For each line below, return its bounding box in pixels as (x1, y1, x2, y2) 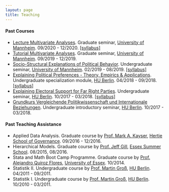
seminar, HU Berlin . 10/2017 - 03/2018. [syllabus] (12, 93, 116, 99)
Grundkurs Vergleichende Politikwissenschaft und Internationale (12, 99, 148, 105)
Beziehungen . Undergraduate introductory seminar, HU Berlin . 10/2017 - (12, 104, 164, 110)
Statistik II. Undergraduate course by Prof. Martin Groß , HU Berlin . (12, 165, 151, 171)
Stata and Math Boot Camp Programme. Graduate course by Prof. (12, 154, 150, 160)
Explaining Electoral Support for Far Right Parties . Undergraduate (12, 88, 150, 94)
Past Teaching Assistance (5, 121, 62, 127)
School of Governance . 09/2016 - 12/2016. (12, 138, 102, 144)
